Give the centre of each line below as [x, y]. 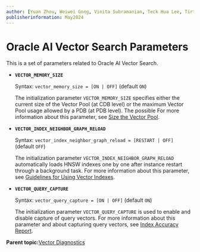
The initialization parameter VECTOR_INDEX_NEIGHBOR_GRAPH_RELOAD [94, 158]
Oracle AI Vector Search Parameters [97, 47]
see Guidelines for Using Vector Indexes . [65, 177]
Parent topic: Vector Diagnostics [46, 242]
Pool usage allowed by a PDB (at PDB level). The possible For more [97, 110]
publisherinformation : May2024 [45, 17]
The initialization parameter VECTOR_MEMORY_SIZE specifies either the [97, 98]
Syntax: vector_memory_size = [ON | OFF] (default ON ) [81, 87]
